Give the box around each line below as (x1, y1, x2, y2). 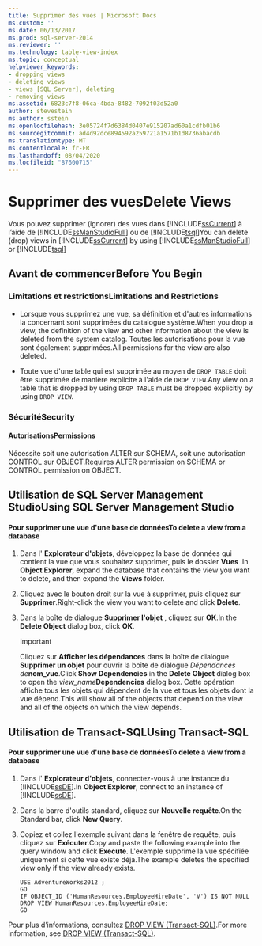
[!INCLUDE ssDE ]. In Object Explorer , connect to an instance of (19, 782, 223, 792)
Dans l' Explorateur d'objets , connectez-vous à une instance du (19, 773, 230, 784)
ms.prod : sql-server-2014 (8, 33, 93, 42)
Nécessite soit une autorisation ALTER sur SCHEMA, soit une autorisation (8, 448, 246, 458)
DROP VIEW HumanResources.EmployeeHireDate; (19, 899, 169, 907)
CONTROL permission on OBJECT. (8, 465, 122, 475)
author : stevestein (8, 108, 73, 116)
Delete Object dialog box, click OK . (19, 621, 135, 631)
